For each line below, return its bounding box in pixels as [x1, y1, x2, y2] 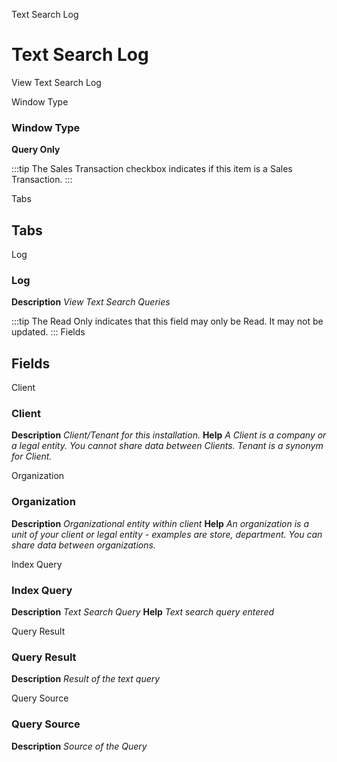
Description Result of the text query [11, 673, 161, 685]
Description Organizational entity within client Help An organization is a [11, 517, 309, 529]
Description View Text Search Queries [11, 296, 171, 308]
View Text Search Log [11, 76, 102, 88]
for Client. [11, 450, 53, 463]
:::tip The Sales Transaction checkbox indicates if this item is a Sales [11, 163, 293, 175]
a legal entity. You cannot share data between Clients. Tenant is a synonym [11, 440, 324, 452]
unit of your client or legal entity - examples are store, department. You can [11, 528, 323, 540]
